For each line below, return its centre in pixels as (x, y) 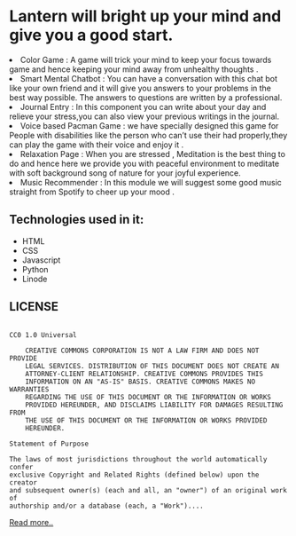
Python (35, 269)
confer (21, 467)
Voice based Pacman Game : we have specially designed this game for (150, 125)
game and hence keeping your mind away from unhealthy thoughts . (134, 69)
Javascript (41, 260)
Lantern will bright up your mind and (145, 16)
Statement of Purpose (49, 444)
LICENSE (34, 307)
